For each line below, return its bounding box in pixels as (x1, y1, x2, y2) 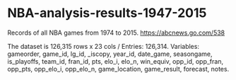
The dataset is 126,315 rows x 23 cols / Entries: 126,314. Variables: (7, 42, 200, 50)
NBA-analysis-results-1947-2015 (7, 5, 207, 21)
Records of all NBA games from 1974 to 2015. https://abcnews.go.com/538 (7, 28, 225, 37)
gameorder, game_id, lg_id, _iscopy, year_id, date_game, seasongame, (7, 50, 213, 58)
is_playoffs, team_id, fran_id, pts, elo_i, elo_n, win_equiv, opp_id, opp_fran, (7, 57, 224, 65)
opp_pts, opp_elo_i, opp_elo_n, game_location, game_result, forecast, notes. (7, 64, 230, 73)
